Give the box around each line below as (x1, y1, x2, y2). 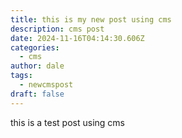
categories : (10, 42, 60, 53)
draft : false (10, 89, 65, 99)
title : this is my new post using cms (10, 14, 172, 25)
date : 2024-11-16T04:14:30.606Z (10, 33, 145, 43)
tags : (10, 71, 33, 81)
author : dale (10, 61, 65, 71)
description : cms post (10, 24, 105, 34)
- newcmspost (19, 80, 74, 90)
